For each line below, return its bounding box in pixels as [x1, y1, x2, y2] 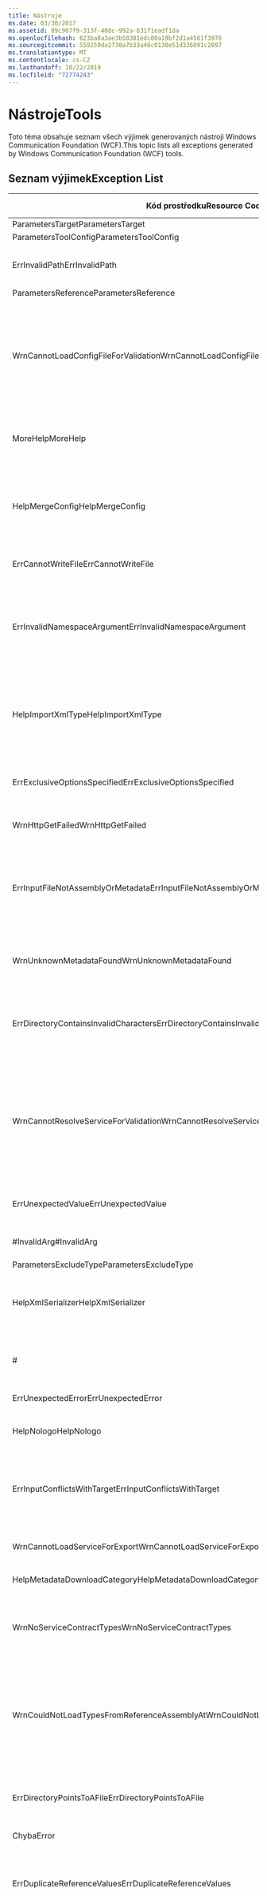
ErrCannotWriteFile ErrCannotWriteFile [12, 559, 154, 570]
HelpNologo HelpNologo [12, 1426, 102, 1437]
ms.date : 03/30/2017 [8, 19, 77, 27]
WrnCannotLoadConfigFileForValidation [12, 350, 161, 361]
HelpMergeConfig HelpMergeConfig [12, 501, 145, 512]
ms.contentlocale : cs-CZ [8, 57, 91, 65]
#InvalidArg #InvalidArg [12, 1237, 98, 1248]
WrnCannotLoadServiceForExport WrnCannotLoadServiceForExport [12, 1541, 265, 1552]
